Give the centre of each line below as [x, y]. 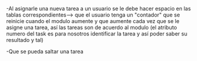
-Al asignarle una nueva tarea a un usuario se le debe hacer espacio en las [98, 9]
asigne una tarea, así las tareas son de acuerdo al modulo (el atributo [92, 27]
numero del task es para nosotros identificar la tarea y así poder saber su [97, 34]
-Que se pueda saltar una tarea [45, 52]
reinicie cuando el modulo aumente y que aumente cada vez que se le [93, 21]
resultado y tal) [25, 40]
